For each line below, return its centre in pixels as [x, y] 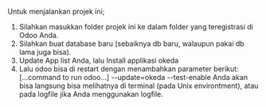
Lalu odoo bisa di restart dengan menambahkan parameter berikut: [129, 69]
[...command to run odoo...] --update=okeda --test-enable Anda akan [133, 77]
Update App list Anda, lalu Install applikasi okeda [99, 60]
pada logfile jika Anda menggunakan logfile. [91, 94]
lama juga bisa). [45, 52]
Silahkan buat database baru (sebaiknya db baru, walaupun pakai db [131, 44]
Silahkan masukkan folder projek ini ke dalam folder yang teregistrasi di [136, 27]
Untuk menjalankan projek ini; [56, 11]
